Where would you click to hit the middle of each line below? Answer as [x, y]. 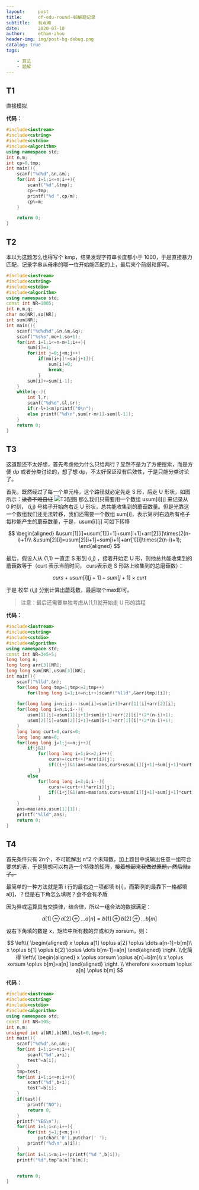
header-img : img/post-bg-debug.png [50, 39]
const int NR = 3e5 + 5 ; [32, 654]
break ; [57, 369]
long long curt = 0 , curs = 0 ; [49, 732]
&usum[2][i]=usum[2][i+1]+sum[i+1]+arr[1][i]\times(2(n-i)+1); [107, 540]
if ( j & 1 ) [37, 748]
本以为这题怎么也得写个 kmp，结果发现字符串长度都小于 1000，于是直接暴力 [99, 257]
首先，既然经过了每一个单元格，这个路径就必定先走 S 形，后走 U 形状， [93, 492]
